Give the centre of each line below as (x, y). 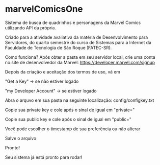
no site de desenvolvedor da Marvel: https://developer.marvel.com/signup (80, 62)
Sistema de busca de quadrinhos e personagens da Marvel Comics (73, 23)
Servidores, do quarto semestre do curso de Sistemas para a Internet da (78, 42)
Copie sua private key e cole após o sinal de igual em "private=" (70, 110)
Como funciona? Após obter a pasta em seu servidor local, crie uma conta (80, 57)
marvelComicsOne (44, 9)
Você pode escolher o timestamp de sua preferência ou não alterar (73, 129)
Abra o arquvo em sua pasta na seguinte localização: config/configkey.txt (80, 100)
